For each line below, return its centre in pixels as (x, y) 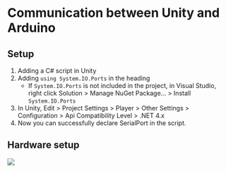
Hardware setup (43, 145)
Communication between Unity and (114, 13)
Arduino (31, 28)
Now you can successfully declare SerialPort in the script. (102, 123)
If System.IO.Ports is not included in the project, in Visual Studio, (122, 85)
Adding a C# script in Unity (57, 71)
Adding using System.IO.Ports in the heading (84, 78)
